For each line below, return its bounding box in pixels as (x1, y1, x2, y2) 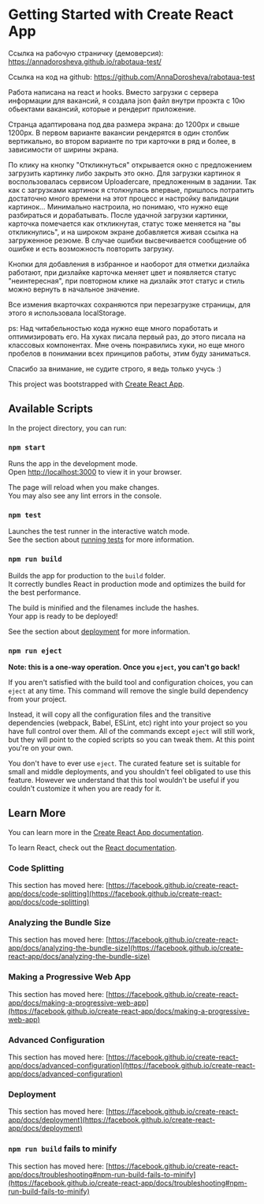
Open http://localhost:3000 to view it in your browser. (8, 468, 183, 477)
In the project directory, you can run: (8, 423, 127, 432)
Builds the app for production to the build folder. (8, 570, 166, 580)
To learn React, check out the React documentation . (8, 843, 177, 852)
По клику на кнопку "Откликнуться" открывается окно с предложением (8, 160, 252, 169)
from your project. (8, 694, 67, 704)
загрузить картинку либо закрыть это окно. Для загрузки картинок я (8, 168, 241, 178)
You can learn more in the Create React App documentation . (8, 827, 204, 837)
